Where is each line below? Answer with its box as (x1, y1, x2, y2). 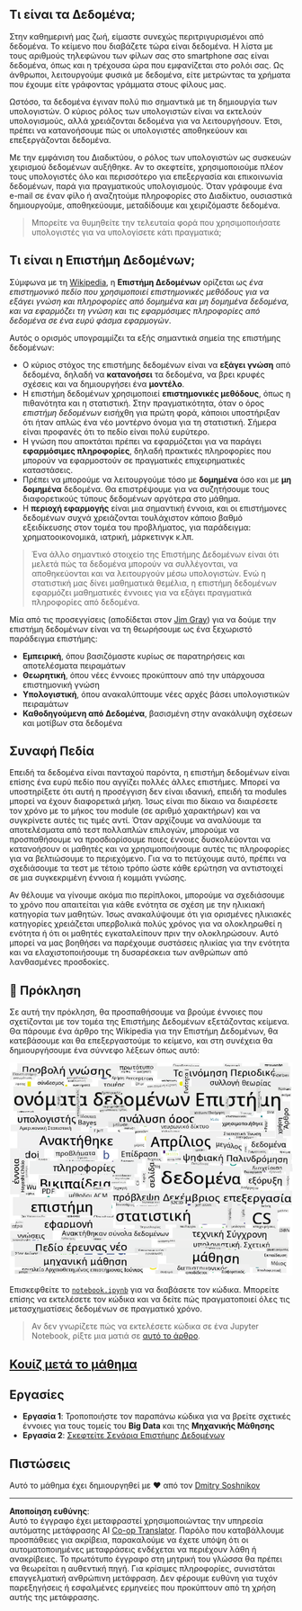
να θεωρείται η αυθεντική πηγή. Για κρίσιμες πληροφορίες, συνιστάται (9, 1563, 276, 1574)
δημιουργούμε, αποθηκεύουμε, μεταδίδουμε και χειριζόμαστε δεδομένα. (9, 200, 280, 210)
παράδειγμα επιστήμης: (9, 633, 98, 644)
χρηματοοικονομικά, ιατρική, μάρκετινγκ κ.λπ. (22, 531, 195, 542)
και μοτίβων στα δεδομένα (22, 717, 123, 728)
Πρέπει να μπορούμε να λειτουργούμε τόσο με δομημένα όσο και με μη (22, 474, 292, 485)
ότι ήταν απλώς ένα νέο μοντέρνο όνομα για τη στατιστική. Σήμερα (22, 416, 277, 427)
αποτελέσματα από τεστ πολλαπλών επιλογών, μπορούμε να (9, 825, 240, 836)
